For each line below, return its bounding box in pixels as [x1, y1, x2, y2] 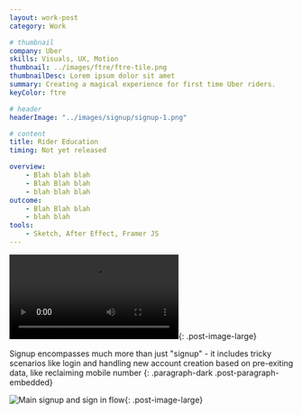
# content [9, 129, 47, 138]
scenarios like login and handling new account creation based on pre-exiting [9, 357, 294, 368]
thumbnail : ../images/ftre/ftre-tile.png [9, 63, 168, 72]
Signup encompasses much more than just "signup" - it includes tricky [9, 348, 272, 359]
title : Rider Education [9, 137, 99, 147]
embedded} [9, 376, 54, 388]
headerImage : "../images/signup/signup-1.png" [9, 113, 188, 122]
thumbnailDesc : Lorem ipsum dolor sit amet [9, 71, 176, 81]
